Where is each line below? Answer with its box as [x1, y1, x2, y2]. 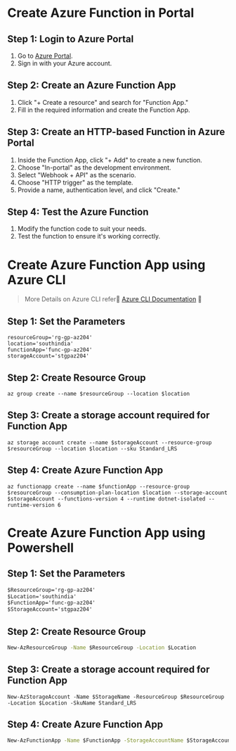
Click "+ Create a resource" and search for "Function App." [17, 98, 189, 106]
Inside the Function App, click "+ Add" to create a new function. [17, 156, 202, 164]
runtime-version [7, 501, 55, 508]
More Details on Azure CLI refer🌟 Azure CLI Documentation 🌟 [24, 295, 202, 303]
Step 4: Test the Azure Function [7, 206, 149, 218]
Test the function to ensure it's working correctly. [17, 232, 160, 241]
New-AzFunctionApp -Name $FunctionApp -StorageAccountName [7, 737, 184, 744]
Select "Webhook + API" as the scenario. [17, 170, 137, 179]
